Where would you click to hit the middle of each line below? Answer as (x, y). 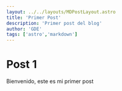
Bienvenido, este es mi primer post (50, 81)
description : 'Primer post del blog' (54, 23)
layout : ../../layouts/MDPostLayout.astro (61, 12)
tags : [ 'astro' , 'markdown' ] (42, 35)
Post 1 (22, 65)
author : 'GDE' (24, 29)
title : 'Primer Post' (34, 18)
